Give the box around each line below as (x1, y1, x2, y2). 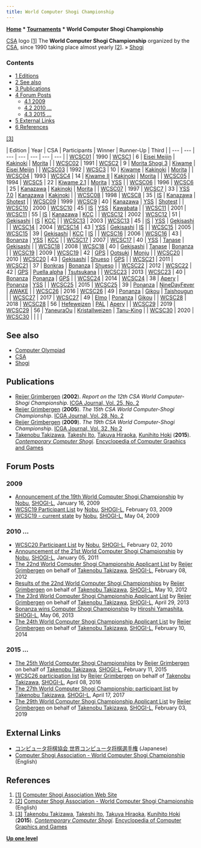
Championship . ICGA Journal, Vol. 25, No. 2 (31, 399, 140, 407)
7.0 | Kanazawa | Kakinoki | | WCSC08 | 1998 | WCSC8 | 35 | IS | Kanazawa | (6, 191, 196, 199)
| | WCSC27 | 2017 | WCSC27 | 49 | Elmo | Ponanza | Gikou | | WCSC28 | (6, 293, 187, 301)
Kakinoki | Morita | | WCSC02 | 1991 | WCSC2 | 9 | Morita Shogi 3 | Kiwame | (6, 159, 196, 166)
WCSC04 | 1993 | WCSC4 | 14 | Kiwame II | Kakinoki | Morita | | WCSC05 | (6, 172, 190, 179)
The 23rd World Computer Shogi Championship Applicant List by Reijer (14, 592, 191, 599)
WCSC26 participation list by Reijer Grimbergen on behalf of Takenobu (14, 672, 191, 679)
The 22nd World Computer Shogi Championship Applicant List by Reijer (14, 560, 193, 567)
